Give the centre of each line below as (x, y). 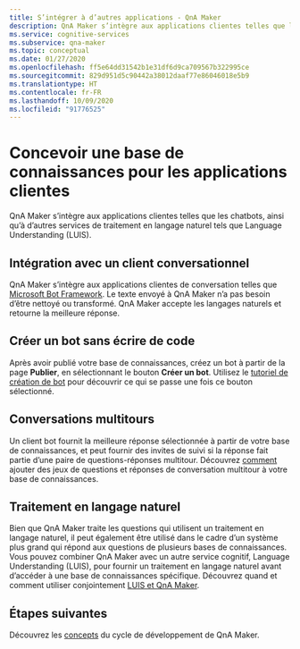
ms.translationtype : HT (54, 84)
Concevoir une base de (97, 153)
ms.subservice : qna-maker (57, 42)
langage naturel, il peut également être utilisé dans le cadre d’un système (144, 538)
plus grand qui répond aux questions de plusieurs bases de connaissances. (148, 547)
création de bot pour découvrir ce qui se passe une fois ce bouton (131, 382)
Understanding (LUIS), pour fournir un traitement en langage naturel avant (146, 566)
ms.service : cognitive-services (69, 34)
